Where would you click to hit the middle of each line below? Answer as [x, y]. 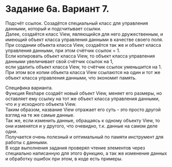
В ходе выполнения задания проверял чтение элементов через [75, 147]
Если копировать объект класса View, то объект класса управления [80, 56]
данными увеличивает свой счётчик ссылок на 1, [60, 61]
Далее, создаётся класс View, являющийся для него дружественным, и [84, 34]
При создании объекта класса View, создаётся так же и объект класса [83, 45]
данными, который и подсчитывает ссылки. [53, 28]
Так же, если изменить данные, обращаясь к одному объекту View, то [83, 120]
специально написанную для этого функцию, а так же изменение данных [86, 153]
